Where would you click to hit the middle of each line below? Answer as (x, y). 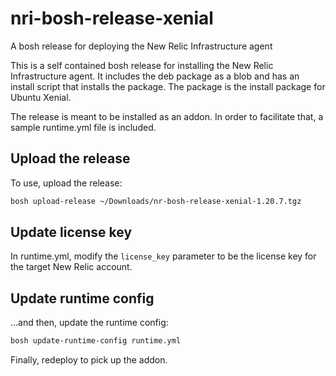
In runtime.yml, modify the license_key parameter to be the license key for (163, 256)
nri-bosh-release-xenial (112, 18)
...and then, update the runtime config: (89, 323)
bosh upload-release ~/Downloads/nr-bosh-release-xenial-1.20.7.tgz (156, 201)
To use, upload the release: (66, 183)
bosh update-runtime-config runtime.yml (96, 341)
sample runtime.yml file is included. (83, 127)
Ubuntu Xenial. (41, 97)
